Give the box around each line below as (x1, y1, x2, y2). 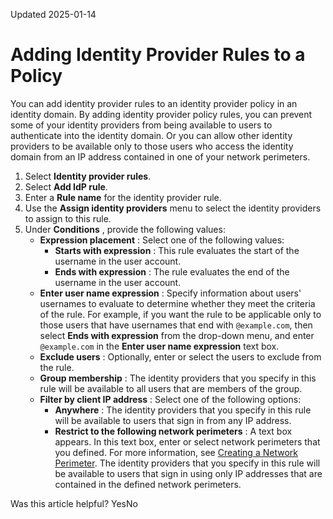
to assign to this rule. (24, 212, 112, 224)
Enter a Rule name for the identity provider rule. (24, 191, 222, 203)
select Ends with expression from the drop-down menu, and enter (39, 329, 315, 341)
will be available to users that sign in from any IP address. (54, 414, 292, 426)
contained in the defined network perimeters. (54, 478, 242, 490)
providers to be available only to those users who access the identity (10, 140, 294, 152)
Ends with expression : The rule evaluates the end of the (54, 265, 290, 278)
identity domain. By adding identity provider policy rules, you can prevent (10, 108, 313, 120)
